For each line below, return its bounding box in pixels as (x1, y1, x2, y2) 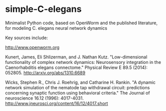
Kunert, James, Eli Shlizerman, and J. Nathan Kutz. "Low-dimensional (5, 54, 148, 60)
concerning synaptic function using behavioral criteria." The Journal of (5, 90, 150, 96)
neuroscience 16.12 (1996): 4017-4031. (5, 95, 84, 101)
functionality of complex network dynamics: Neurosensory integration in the (5, 59, 162, 65)
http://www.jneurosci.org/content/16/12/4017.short (5, 100, 108, 106)
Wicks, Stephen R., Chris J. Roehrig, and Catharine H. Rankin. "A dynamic (5, 79, 156, 85)
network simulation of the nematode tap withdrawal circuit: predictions (5, 84, 150, 90)
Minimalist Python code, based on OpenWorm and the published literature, (5, 20, 158, 26)
